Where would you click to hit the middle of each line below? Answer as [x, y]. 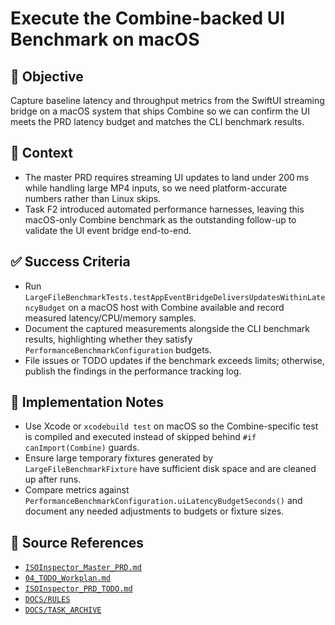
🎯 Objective [47, 76]
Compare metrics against [77, 490]
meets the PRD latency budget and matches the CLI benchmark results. [157, 121]
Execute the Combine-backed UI [148, 18]
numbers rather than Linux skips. [93, 198]
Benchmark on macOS [105, 39]
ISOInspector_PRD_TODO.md [78, 589]
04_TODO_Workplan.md [67, 578]
